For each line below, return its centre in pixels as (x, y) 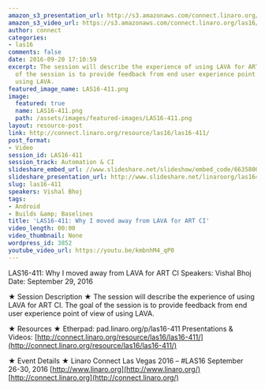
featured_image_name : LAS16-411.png (68, 89)
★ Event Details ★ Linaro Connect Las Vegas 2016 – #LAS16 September (126, 361)
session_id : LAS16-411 (45, 155)
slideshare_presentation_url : (58, 177)
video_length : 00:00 (42, 229)
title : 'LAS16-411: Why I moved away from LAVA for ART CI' (109, 221)
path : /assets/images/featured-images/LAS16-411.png (104, 118)
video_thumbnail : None (45, 236)
